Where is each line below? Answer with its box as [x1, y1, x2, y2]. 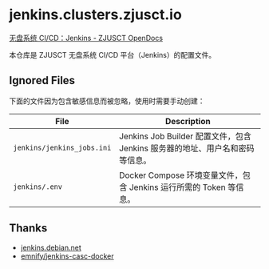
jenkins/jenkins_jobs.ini [13, 143, 112, 152]
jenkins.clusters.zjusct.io [9, 6, 182, 24]
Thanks [9, 222, 48, 235]
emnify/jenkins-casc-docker [20, 251, 114, 261]
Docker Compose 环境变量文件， [119, 170, 243, 181]
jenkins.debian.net [20, 243, 82, 252]
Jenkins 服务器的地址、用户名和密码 [119, 143, 255, 154]
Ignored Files [9, 74, 75, 87]
